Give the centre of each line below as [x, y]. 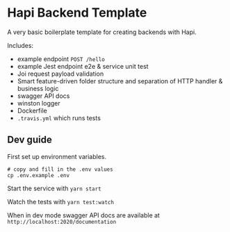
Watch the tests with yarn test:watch [61, 201]
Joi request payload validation [60, 74]
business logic [38, 88]
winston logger [39, 103]
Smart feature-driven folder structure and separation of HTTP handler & [120, 81]
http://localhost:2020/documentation [62, 222]
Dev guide [30, 140]
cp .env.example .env [39, 175]
